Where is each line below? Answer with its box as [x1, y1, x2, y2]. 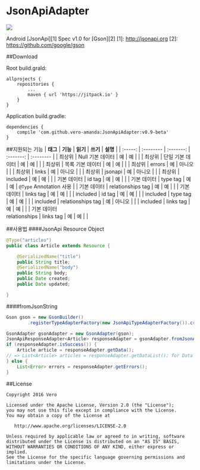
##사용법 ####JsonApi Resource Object [6, 225, 104, 232]
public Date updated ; [17, 281, 70, 287]
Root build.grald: [6, 64, 47, 71]
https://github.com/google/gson [6, 41, 85, 48]
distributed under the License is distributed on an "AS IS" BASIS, [6, 438, 180, 444]
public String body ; [17, 270, 68, 276]
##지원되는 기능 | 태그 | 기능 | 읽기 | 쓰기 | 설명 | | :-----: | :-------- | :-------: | [6, 145, 190, 152]
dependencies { [6, 124, 44, 130]
